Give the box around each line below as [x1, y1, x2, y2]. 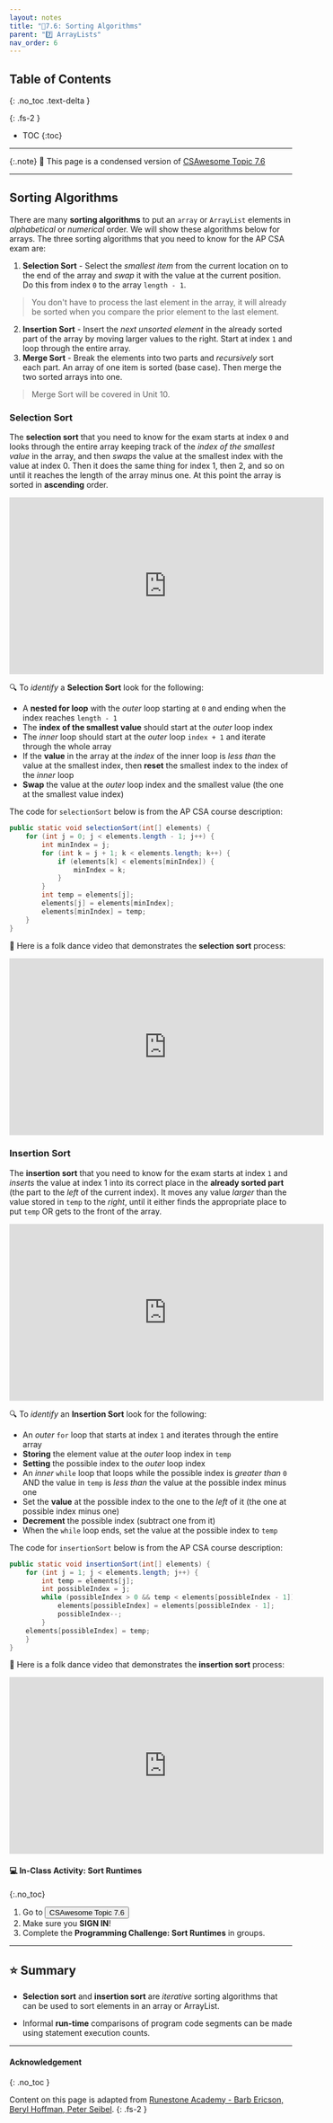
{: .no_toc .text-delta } [9, 95, 91, 106]
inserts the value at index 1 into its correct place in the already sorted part [9, 1177, 285, 1188]
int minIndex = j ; [41, 840, 110, 849]
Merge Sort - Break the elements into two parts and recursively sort [22, 352, 274, 363]
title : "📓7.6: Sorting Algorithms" [9, 22, 143, 31]
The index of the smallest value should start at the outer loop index [22, 722, 274, 733]
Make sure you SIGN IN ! [22, 1917, 112, 1928]
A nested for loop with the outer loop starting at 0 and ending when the [22, 703, 286, 714]
